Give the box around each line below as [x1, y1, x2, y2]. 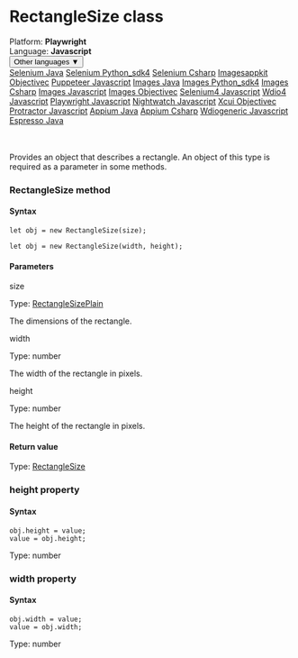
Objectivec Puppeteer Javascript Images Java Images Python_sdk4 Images [9, 77, 289, 87]
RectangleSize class [9, 6, 164, 27]
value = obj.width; [9, 622, 83, 632]
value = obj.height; [9, 534, 87, 543]
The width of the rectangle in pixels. [9, 368, 143, 379]
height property [9, 484, 80, 497]
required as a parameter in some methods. [9, 160, 167, 172]
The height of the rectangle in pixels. [9, 421, 146, 432]
